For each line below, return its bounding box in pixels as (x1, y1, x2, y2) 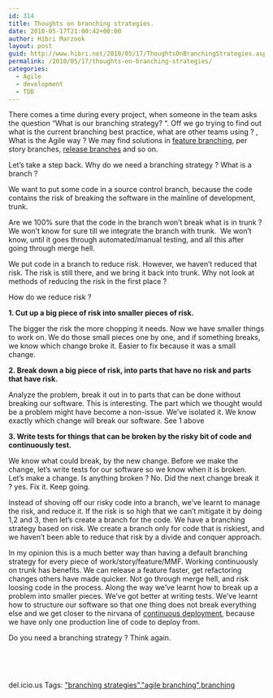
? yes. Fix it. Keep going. (8, 482, 91, 492)
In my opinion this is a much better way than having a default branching (8, 548, 248, 558)
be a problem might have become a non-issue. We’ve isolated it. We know (8, 408, 257, 417)
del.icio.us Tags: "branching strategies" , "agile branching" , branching (8, 680, 236, 690)
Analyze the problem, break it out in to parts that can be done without (8, 390, 241, 399)
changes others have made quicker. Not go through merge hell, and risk (8, 574, 249, 584)
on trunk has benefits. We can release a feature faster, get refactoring (8, 565, 242, 575)
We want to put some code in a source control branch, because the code (8, 185, 253, 194)
